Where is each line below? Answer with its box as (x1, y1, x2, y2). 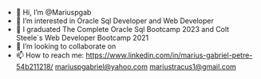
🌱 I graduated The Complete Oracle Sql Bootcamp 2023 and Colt (15, 25, 230, 34)
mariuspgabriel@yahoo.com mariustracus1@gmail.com (54, 62, 237, 71)
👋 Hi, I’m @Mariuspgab (15, 8, 92, 17)
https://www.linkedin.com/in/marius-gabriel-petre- (85, 50, 253, 60)
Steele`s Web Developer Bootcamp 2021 (15, 33, 149, 42)
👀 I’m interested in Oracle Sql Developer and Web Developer (15, 16, 214, 26)
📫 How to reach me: (15, 50, 85, 60)
